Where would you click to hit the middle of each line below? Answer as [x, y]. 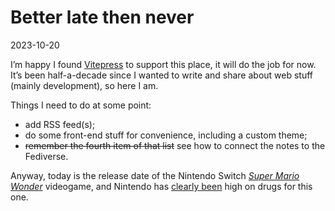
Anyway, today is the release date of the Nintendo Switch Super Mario [155, 175]
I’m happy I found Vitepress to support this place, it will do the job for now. [163, 64]
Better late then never [102, 17]
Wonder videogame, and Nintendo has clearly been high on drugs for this [161, 186]
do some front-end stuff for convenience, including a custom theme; [166, 135]
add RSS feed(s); [60, 124]
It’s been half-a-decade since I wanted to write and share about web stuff [162, 75]
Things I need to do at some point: [81, 105]
